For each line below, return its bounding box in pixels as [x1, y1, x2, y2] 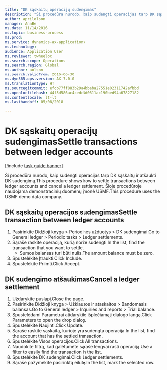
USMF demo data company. [5, 194, 63, 200]
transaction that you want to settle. [12, 244, 84, 251]
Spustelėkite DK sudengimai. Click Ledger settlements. [12, 354, 123, 360]
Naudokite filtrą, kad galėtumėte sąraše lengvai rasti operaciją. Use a [12, 343, 153, 349]
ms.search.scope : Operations [5, 58, 66, 63]
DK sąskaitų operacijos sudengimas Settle [5, 208, 138, 217]
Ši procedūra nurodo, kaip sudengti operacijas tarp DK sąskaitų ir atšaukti [5, 172, 156, 179]
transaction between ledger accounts [5, 216, 124, 224]
